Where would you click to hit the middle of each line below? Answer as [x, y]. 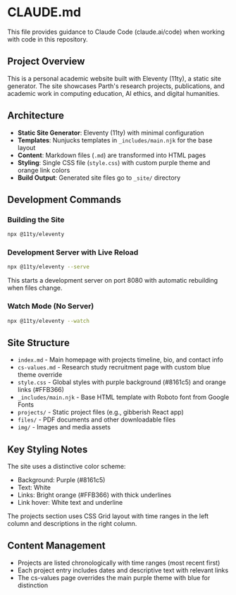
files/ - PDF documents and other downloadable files [97, 419]
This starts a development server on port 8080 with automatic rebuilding [113, 281]
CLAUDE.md [44, 12]
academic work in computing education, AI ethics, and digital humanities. [113, 93]
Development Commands [64, 199]
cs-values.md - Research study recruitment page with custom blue [114, 367]
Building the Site [36, 219]
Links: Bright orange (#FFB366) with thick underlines [94, 495]
